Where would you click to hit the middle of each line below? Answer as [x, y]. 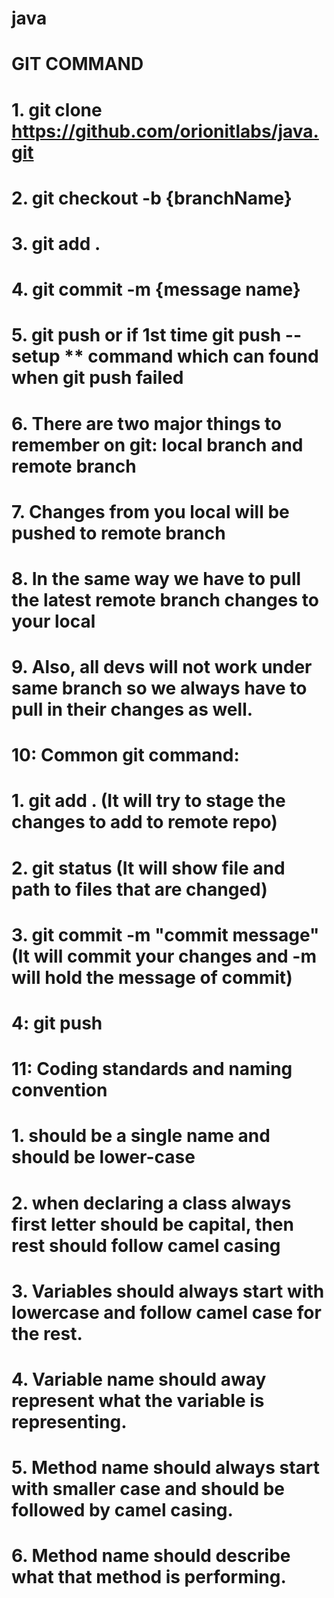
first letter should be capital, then [152, 1224]
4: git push [57, 1023]
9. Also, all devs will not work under [162, 667]
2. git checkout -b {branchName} [152, 198]
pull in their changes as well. [132, 709]
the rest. [47, 1333]
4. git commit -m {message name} [156, 289]
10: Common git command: [125, 755]
